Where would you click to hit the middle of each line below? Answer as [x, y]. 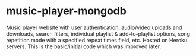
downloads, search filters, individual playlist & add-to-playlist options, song [98, 33]
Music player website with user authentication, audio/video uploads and [94, 27]
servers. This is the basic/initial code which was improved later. [84, 46]
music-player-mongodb [66, 11]
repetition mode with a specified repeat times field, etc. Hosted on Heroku [97, 40]
